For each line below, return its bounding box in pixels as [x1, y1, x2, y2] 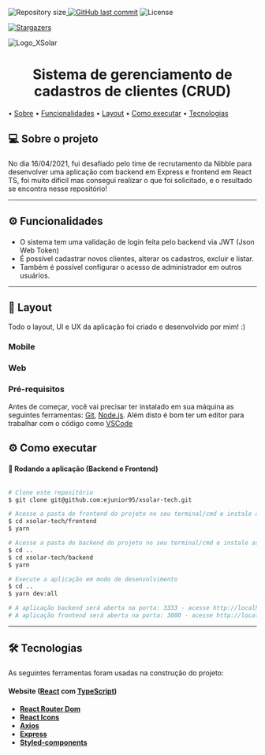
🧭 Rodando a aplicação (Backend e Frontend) [8, 464, 159, 473]
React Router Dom [19, 704, 81, 713]
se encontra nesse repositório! [8, 184, 108, 193]
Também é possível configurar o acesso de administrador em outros [19, 262, 242, 271]
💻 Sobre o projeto [8, 133, 99, 146]
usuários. [19, 271, 50, 280]
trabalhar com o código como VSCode [8, 418, 133, 428]
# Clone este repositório [8, 488, 93, 496]
